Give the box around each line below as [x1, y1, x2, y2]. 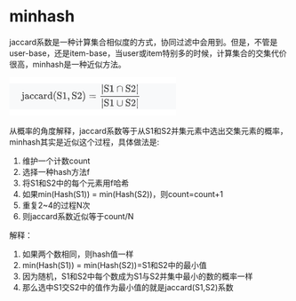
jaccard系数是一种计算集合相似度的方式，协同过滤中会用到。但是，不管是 [9, 36, 278, 47]
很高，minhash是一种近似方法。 [9, 59, 126, 69]
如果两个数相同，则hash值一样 [21, 249, 134, 259]
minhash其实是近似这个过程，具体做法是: [9, 136, 160, 147]
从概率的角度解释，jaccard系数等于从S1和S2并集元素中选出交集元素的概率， [9, 125, 289, 136]
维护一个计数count [21, 155, 91, 166]
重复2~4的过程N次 [21, 200, 91, 210]
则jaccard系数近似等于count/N [21, 210, 134, 221]
